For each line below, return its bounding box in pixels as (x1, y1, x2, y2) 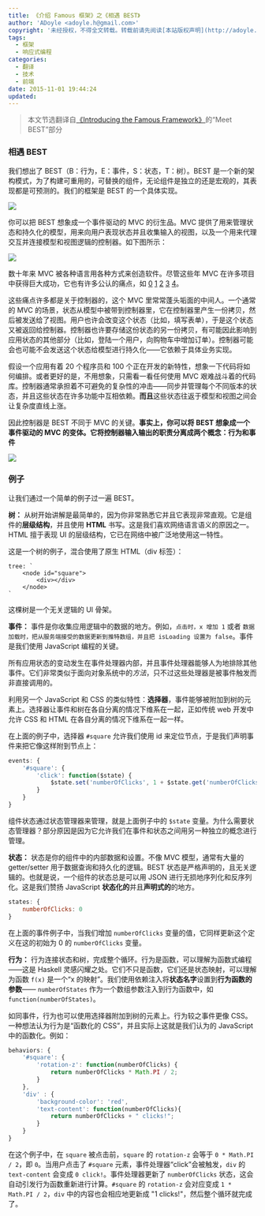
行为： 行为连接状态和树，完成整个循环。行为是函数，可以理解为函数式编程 (8, 955, 252, 964)
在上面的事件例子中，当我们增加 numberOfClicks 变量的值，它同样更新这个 (8, 928, 248, 937)
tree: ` (8, 562, 34, 570)
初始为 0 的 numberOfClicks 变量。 (35, 937, 146, 948)
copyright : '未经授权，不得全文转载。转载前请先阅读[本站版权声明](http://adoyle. (8, 26, 258, 34)
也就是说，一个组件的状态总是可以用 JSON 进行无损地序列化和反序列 (28, 872, 252, 881)
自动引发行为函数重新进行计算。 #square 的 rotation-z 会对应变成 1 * (8, 1179, 232, 1188)
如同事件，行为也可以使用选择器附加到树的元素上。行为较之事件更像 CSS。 (8, 1011, 252, 1020)
